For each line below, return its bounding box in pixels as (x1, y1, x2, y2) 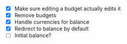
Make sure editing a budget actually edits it (14, 5, 121, 12)
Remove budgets (14, 12, 56, 19)
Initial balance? (14, 32, 52, 39)
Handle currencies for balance (14, 18, 90, 26)
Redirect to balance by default (14, 25, 89, 32)
